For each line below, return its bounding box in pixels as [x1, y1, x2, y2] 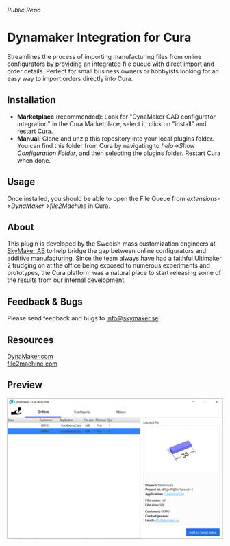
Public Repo [7, 6, 41, 14]
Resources [7, 334, 54, 346]
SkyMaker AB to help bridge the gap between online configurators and [7, 247, 207, 255]
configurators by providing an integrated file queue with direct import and [7, 60, 214, 68]
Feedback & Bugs [7, 296, 84, 307]
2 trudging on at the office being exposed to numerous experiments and [7, 261, 211, 270]
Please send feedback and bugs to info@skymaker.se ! [7, 314, 161, 322]
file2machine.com [7, 359, 58, 368]
